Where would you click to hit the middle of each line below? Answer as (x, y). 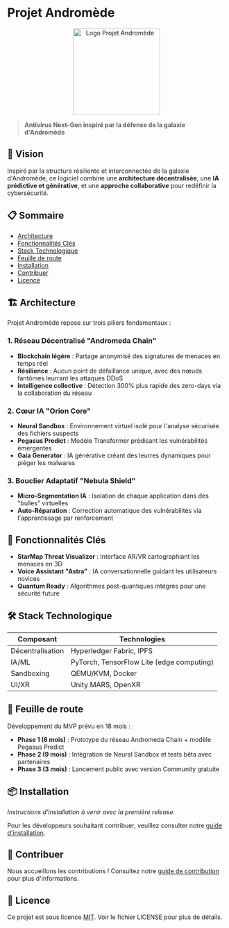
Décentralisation (37, 650)
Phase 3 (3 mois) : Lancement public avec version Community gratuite (118, 769)
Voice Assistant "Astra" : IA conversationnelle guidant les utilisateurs (117, 571)
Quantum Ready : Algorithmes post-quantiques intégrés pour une (111, 586)
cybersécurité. (28, 193)
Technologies (142, 639)
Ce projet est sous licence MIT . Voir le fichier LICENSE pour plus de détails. (115, 917)
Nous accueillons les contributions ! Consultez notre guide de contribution (113, 871)
